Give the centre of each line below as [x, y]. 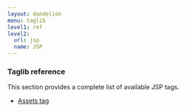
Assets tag [33, 101]
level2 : [19, 34]
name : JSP [28, 47]
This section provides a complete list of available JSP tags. [93, 87]
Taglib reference [37, 72]
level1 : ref [25, 27]
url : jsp [27, 40]
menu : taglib [27, 21]
